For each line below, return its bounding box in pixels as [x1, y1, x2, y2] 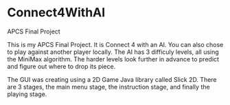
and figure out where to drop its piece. [7, 62, 116, 70]
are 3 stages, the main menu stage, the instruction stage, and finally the [7, 82, 211, 91]
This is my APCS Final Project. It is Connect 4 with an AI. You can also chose [7, 40, 224, 48]
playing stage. [7, 90, 47, 98]
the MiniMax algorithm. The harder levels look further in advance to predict [7, 55, 220, 63]
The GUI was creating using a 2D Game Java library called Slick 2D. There [7, 75, 218, 83]
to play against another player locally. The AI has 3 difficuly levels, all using [7, 48, 220, 56]
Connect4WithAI [7, 5, 106, 20]
